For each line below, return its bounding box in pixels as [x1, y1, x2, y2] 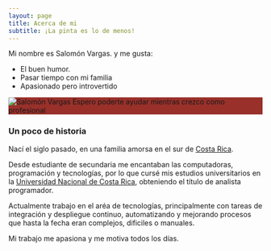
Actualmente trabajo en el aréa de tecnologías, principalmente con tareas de [8, 200, 263, 210]
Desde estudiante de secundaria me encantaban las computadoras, [8, 159, 234, 169]
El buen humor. [19, 64, 71, 74]
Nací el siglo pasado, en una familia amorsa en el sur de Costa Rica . [8, 144, 234, 154]
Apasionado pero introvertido [19, 81, 118, 91]
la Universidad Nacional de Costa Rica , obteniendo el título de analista [8, 176, 242, 186]
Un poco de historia [8, 125, 87, 137]
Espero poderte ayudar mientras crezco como [72, 97, 226, 107]
